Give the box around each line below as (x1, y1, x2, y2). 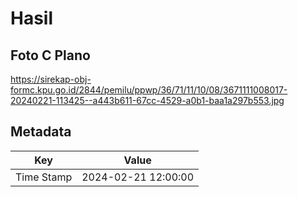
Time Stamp (15, 170, 73, 184)
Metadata (10, 123, 72, 141)
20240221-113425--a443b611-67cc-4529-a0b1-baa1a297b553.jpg (10, 95, 285, 106)
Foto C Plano (10, 47, 91, 64)
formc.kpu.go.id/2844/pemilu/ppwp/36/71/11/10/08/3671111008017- (10, 84, 288, 96)
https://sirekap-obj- (10, 73, 92, 85)
